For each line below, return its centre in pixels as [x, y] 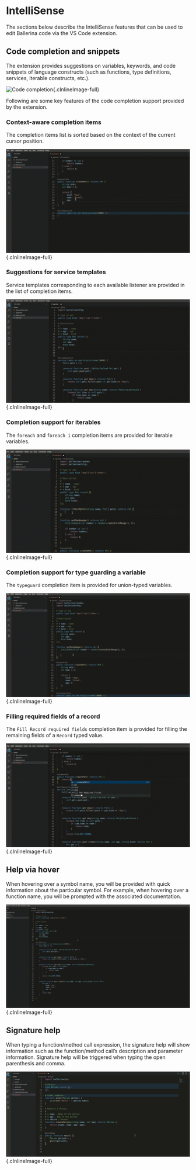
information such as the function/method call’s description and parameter [94, 1051]
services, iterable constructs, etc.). [48, 78]
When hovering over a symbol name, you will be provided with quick [88, 883]
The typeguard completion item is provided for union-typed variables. [89, 585]
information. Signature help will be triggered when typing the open [86, 1057]
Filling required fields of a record [53, 716]
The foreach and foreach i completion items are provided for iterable [90, 435]
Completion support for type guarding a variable [76, 572]
